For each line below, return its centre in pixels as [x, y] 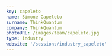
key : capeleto [24, 11]
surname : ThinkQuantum [34, 22]
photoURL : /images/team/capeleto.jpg [53, 33]
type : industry [25, 38]
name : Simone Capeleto [34, 17]
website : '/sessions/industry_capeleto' [57, 44]
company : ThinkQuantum [34, 28]
